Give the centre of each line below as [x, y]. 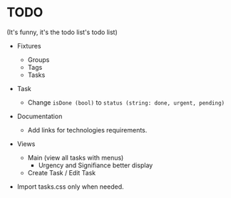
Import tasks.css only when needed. [70, 187]
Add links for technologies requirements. [87, 130]
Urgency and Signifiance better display [96, 165]
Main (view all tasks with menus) [76, 157]
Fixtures [29, 46]
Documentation [40, 116]
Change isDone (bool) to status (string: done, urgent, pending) [126, 102]
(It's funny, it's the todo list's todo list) [62, 32]
